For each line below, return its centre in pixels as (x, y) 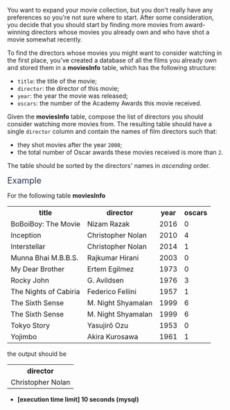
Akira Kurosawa (113, 337)
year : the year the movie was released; (72, 96)
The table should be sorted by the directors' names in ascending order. (109, 165)
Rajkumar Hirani (113, 258)
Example (24, 180)
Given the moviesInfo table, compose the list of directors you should (105, 117)
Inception (26, 235)
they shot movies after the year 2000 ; (70, 145)
